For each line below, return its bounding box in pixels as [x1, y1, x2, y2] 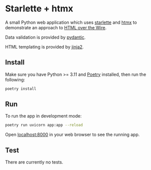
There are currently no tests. [5, 159, 63, 165]
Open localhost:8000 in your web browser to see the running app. [5, 132, 140, 138]
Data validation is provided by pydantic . [5, 34, 86, 40]
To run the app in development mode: [5, 113, 82, 119]
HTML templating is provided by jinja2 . [5, 44, 84, 50]
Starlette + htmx [5, 3, 73, 14]
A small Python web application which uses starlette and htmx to [5, 19, 137, 25]
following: [5, 76, 25, 82]
